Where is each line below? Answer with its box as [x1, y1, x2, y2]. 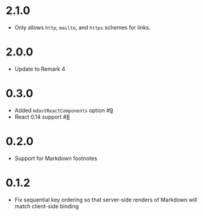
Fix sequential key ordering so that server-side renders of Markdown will [14, 196, 198, 203]
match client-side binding [14, 202, 79, 210]
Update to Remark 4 [14, 65, 65, 72]
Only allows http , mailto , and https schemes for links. [14, 24, 151, 31]
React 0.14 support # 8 [14, 113, 71, 120]
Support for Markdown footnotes [14, 155, 98, 162]
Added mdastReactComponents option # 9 [14, 106, 113, 114]
